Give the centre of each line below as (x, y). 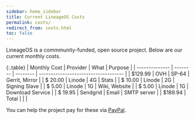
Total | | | (17, 99)
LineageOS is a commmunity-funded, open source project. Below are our (94, 50)
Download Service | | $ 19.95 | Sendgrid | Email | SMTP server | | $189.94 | (96, 93)
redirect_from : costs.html (39, 28)
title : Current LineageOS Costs (45, 17)
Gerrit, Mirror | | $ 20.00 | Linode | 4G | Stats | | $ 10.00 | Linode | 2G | (90, 80)
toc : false (19, 33)
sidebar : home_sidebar (34, 11)
